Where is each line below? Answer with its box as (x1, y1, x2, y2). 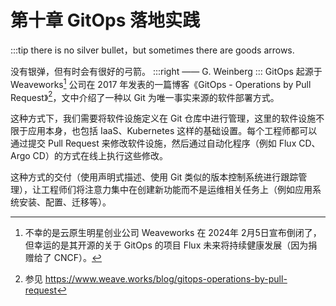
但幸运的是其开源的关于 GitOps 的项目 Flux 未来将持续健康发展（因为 (24, 239, 309, 251)
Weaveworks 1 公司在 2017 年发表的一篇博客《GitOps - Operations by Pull (10, 76, 312, 90)
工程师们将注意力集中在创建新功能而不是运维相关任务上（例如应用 (40, 184, 313, 196)
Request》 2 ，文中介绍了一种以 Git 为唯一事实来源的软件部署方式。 (10, 89, 280, 103)
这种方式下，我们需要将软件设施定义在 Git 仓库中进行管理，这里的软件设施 (10, 112, 317, 125)
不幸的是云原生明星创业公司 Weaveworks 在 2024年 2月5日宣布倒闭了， (24, 227, 322, 239)
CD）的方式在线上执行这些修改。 (32, 150, 168, 162)
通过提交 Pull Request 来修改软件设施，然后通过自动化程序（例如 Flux (10, 137, 297, 150)
